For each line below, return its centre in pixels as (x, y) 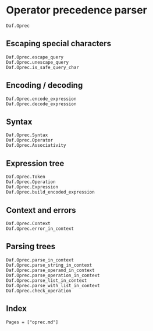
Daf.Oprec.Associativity (36, 146)
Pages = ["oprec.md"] (32, 322)
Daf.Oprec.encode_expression (41, 99)
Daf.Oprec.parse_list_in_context (47, 280)
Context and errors (41, 210)
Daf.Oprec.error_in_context (40, 229)
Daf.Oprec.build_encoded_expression (50, 192)
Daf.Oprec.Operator (30, 140)
